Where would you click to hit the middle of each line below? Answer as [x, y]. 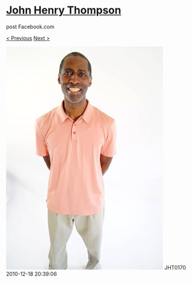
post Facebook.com [30, 27]
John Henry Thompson [64, 10]
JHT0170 [175, 267]
